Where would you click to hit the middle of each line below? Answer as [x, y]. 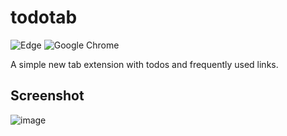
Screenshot [47, 96]
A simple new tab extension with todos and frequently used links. [144, 64]
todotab [44, 17]
